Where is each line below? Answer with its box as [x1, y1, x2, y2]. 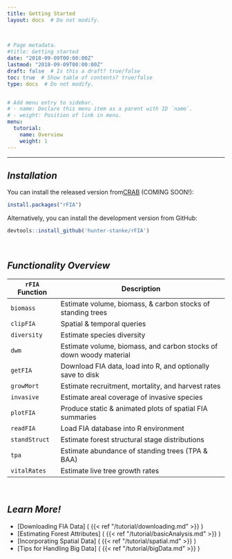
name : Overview [19, 131, 64, 138]
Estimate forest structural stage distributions [60, 434, 205, 444]
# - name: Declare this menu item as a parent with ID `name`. [7, 105, 193, 113]
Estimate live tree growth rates [60, 466, 159, 475]
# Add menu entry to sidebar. [7, 99, 95, 106]
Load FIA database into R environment [60, 423, 184, 433]
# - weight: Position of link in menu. [7, 112, 122, 119]
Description [121, 284, 161, 293]
